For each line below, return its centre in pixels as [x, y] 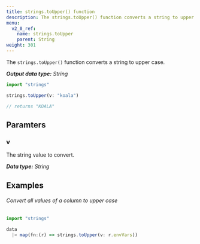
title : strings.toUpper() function [51, 12]
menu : [13, 23]
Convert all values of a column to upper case [62, 200]
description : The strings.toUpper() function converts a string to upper [100, 17]
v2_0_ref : [24, 28]
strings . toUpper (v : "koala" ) [43, 95]
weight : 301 [21, 45]
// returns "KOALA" [31, 106]
